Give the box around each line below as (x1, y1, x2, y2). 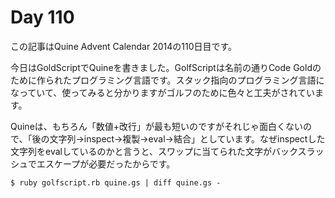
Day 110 (10, 6, 75, 29)
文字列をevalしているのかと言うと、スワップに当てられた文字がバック (10, 145, 298, 157)
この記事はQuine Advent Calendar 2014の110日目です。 (10, 40, 238, 52)
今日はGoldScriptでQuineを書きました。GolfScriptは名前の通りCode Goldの (10, 61, 322, 73)
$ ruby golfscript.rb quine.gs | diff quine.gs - (10, 177, 222, 188)
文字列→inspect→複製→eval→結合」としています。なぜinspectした (49, 132, 326, 145)
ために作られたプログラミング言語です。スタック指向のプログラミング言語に (10, 74, 325, 86)
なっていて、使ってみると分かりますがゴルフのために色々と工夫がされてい (10, 86, 316, 98)
